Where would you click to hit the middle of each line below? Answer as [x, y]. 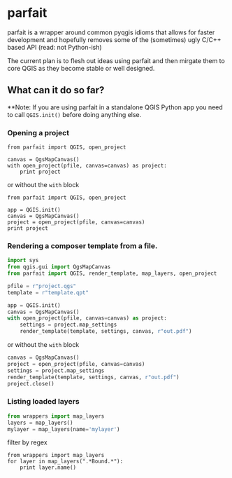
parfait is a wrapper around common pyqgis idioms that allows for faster [111, 32]
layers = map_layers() [40, 423]
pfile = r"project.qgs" [42, 286]
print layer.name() [48, 467]
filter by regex [27, 442]
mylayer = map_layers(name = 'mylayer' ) [64, 429]
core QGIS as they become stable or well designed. [81, 68]
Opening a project [38, 132]
